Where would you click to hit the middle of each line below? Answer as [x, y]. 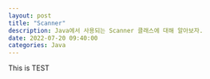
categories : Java [37, 45]
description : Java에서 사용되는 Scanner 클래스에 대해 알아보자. [106, 30]
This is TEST [29, 68]
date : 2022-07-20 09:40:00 [53, 38]
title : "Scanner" [37, 23]
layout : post [30, 16]
